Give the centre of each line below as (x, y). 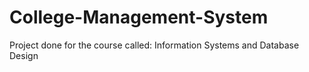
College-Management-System (139, 17)
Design (24, 55)
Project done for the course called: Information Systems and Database (154, 45)
